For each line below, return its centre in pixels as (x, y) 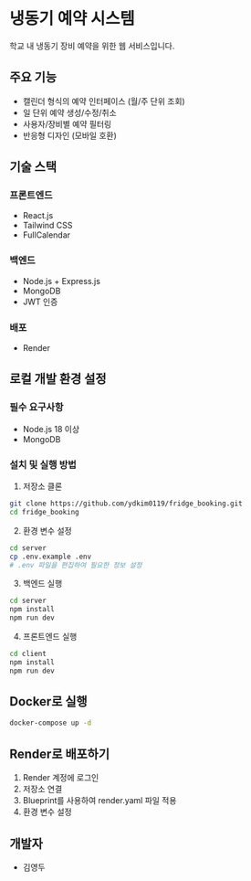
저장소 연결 (42, 789)
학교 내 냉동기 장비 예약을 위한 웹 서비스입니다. (92, 46)
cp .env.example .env (51, 557)
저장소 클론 (42, 486)
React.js (38, 216)
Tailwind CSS (47, 226)
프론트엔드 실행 (50, 637)
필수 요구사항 (37, 408)
